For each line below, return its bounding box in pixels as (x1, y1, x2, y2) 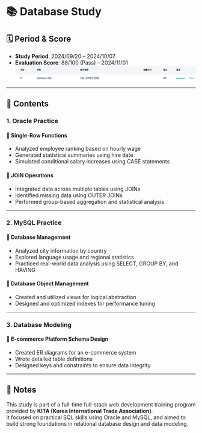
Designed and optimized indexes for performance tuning (14, 300, 155, 307)
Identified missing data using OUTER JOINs (14, 191, 123, 199)
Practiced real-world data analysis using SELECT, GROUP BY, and (14, 260, 179, 267)
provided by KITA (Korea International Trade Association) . (6, 407, 153, 414)
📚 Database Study (6, 5, 102, 19)
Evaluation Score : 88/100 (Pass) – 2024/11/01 (14, 59, 128, 66)
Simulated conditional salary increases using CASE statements (14, 158, 170, 165)
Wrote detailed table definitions (14, 355, 93, 362)
